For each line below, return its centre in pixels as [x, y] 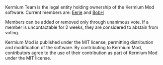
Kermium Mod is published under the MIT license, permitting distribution [79, 42]
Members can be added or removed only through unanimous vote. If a [77, 22]
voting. [12, 32]
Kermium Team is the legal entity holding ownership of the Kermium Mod [80, 7]
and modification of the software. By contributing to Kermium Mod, [74, 47]
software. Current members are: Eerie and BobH [55, 12]
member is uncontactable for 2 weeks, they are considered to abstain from [82, 27]
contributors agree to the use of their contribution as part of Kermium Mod [81, 53]
